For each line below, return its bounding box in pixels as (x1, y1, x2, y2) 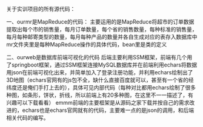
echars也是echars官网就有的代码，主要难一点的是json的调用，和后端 (22, 106, 195, 114)
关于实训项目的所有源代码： (6, 5, 76, 12)
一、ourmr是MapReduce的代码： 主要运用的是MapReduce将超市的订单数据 (6, 18, 195, 25)
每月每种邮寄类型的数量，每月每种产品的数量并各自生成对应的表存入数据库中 (6, 33, 198, 41)
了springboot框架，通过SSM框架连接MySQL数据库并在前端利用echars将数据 (6, 61, 198, 68)
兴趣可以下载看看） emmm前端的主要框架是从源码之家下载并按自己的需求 (6, 99, 190, 106)
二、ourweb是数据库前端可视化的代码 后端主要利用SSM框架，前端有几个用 (6, 54, 193, 60)
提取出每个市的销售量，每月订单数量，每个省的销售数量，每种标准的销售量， (6, 26, 198, 33)
